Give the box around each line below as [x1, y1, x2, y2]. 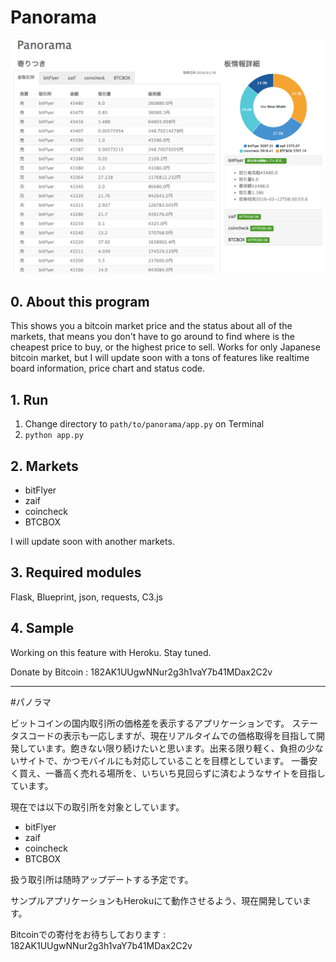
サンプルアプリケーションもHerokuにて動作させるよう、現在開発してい [10, 894, 303, 906]
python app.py [24, 431, 84, 441]
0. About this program [10, 293, 150, 310]
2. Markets [10, 457, 79, 475]
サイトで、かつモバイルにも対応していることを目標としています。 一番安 [18, 754, 318, 766]
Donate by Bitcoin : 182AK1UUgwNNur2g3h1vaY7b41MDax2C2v [10, 666, 273, 678]
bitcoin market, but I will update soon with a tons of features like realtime [10, 352, 310, 364]
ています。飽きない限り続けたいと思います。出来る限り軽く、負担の [27, 742, 307, 754]
